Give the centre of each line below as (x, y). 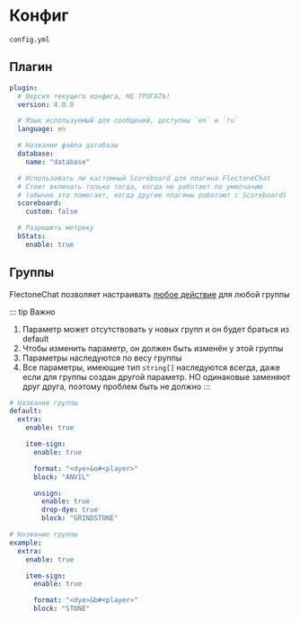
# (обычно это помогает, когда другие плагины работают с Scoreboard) (152, 195)
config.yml (30, 40)
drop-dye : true (70, 510)
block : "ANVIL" (62, 477)
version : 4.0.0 (46, 104)
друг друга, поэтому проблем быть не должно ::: (116, 386)
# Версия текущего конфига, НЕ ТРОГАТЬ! (94, 96)
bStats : (32, 236)
